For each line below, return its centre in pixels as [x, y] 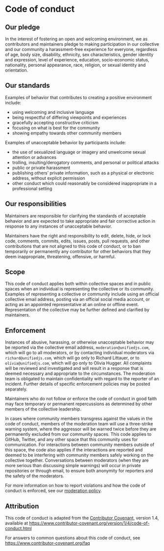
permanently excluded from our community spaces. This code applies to [78, 434]
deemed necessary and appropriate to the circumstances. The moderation [80, 373]
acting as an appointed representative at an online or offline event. [72, 305]
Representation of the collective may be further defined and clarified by [77, 310]
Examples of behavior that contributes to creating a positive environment [79, 97]
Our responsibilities [36, 204]
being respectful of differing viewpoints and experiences [69, 117]
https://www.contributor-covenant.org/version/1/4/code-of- [89, 523]
